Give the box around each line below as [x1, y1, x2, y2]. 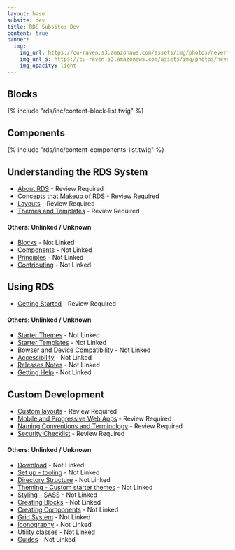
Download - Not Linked [17, 461, 85, 470]
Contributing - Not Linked [17, 260, 92, 269]
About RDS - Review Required [17, 185, 104, 193]
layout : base [7, 10, 45, 17]
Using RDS [7, 281, 55, 292]
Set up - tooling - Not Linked [17, 468, 100, 477]
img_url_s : [20, 56, 52, 63]
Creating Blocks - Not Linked [17, 498, 101, 507]
